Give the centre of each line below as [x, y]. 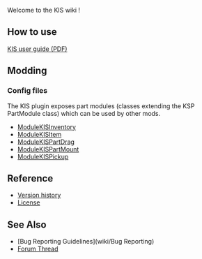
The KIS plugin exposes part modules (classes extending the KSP [101, 106]
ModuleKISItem [39, 134]
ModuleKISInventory [47, 127]
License [29, 202]
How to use [32, 32]
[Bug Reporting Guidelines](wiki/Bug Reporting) [86, 242]
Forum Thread [38, 249]
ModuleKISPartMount [48, 149]
